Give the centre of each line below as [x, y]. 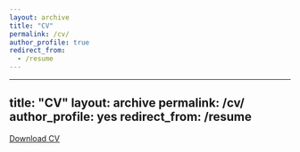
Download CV [35, 138]
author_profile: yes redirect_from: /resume [130, 117]
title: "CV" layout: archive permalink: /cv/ [127, 103]
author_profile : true [50, 42]
